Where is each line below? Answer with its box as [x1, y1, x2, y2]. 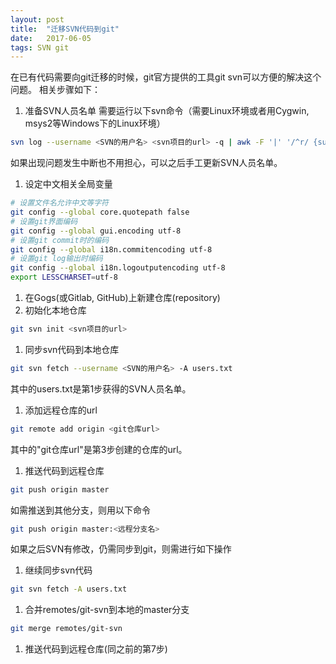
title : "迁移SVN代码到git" [10, 24, 120, 34]
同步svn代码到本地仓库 [24, 343, 120, 355]
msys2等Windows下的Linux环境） [24, 117, 166, 130]
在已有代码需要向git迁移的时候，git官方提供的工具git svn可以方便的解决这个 [10, 71, 322, 83]
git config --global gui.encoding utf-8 [10, 226, 182, 236]
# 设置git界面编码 [10, 216, 78, 226]
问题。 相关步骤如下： [10, 84, 101, 96]
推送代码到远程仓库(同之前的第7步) [24, 643, 168, 655]
